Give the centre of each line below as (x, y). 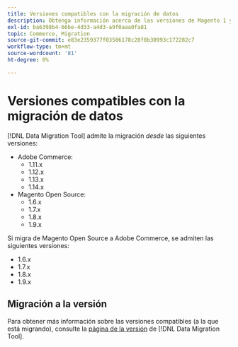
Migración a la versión (57, 304)
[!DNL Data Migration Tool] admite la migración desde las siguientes (107, 136)
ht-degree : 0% (28, 60)
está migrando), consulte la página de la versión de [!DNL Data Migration (114, 329)
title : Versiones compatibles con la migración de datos (93, 14)
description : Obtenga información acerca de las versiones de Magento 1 (117, 20)
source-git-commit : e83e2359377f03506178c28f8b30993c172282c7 (101, 40)
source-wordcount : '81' (42, 54)
